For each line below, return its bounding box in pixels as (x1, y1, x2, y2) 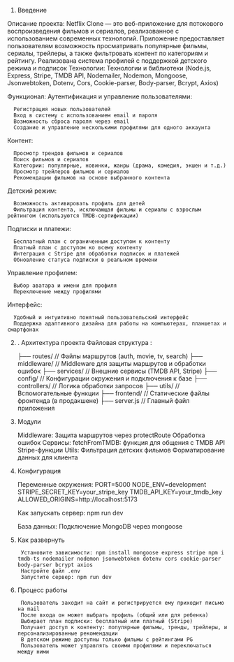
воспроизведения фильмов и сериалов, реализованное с (7, 27, 180, 35)
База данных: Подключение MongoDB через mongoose (17, 522, 183, 530)
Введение (17, 6, 47, 14)
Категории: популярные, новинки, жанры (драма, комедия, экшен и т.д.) (13, 162, 227, 169)
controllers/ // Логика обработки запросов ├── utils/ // (17, 382, 180, 390)
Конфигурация (17, 467, 61, 475)
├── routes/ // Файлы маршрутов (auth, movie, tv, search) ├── (17, 352, 203, 360)
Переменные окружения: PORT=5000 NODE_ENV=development (17, 480, 207, 488)
